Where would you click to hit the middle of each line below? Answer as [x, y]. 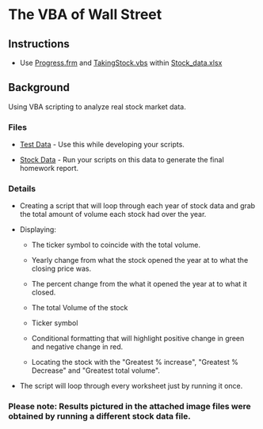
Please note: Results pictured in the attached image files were [130, 407]
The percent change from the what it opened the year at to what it [139, 284]
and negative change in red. [77, 347]
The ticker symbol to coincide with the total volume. [116, 245]
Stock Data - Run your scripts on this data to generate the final [122, 160]
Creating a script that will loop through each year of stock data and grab [137, 206]
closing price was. [61, 269]
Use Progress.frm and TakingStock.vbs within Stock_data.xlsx [121, 63]
